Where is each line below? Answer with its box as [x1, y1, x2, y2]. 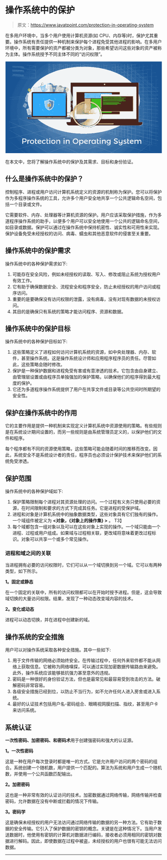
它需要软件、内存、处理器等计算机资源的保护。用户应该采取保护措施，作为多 [5, 212, 162, 218]
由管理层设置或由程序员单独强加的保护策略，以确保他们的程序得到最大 [12, 374, 157, 380]
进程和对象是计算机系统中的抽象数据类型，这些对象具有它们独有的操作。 [12, 511, 161, 517]
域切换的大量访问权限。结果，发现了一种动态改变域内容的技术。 [5, 595, 136, 602]
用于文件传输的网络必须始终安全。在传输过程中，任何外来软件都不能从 [12, 658, 157, 664]
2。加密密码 [5, 781, 30, 787]
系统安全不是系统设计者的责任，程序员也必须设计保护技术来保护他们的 [13, 452, 158, 458]
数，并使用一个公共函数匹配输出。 [5, 770, 75, 776]
